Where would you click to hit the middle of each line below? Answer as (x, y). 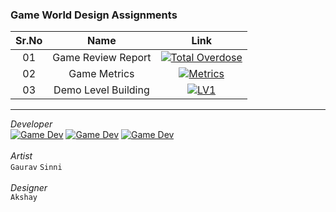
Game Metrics (101, 74)
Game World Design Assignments (94, 15)
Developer (31, 124)
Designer (29, 188)
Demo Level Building (101, 90)
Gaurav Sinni (36, 168)
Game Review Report (102, 58)
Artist (21, 156)
